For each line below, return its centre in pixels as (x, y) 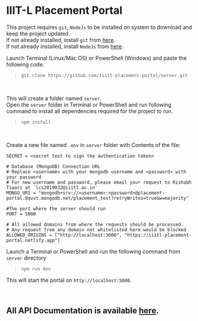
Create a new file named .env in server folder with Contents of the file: (93, 145)
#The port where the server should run (56, 208)
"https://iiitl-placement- (158, 235)
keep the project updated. (38, 33)
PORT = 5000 (21, 214)
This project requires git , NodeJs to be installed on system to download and (99, 27)
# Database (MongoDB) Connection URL (53, 166)
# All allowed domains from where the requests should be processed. (95, 224)
